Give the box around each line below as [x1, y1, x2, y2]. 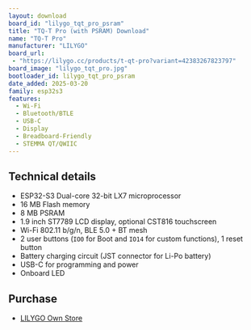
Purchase [8, 292, 58, 306]
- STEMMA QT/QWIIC [15, 139, 78, 148]
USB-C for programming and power [19, 260, 139, 269]
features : [8, 95, 42, 103]
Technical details [8, 169, 97, 183]
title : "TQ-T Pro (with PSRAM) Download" [8, 27, 150, 35]
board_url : [8, 49, 45, 57]
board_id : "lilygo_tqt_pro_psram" [8, 19, 125, 27]
